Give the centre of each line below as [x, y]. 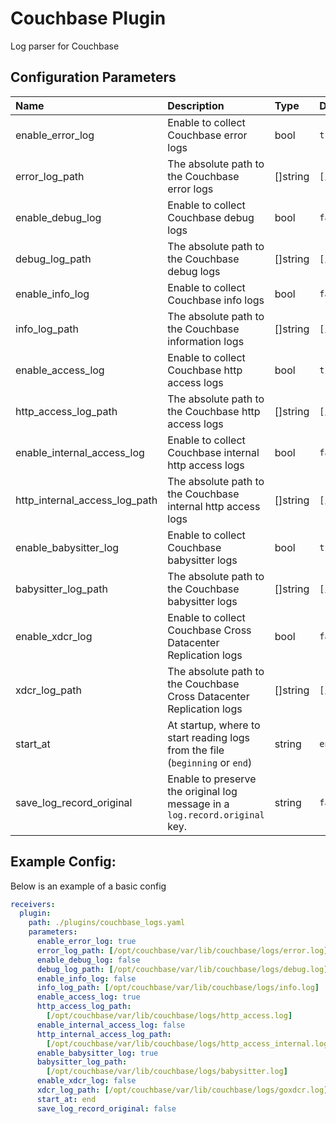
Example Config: [63, 862]
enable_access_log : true [88, 997]
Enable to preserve [212, 779]
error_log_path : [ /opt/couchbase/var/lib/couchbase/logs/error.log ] [182, 950]
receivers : [33, 904]
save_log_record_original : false [106, 1108]
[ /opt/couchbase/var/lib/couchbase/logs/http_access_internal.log [187, 1043]
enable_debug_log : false [88, 960]
